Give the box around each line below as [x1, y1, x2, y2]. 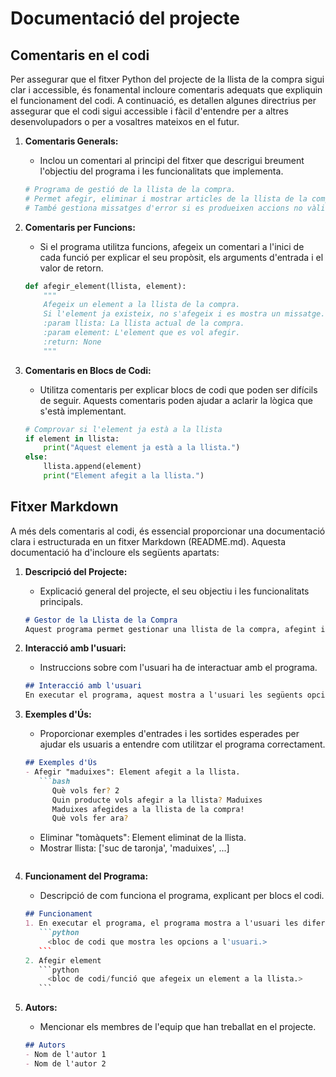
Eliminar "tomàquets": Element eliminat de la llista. [39, 832, 247, 844]
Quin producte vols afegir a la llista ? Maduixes [51, 795, 263, 805]
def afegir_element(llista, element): [24, 281, 187, 291]
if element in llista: [24, 433, 120, 444]
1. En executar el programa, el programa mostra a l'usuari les [24, 918, 299, 929]
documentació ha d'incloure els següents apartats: [10, 546, 220, 558]
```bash [38, 776, 71, 786]
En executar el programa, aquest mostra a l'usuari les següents [24, 690, 303, 701]
